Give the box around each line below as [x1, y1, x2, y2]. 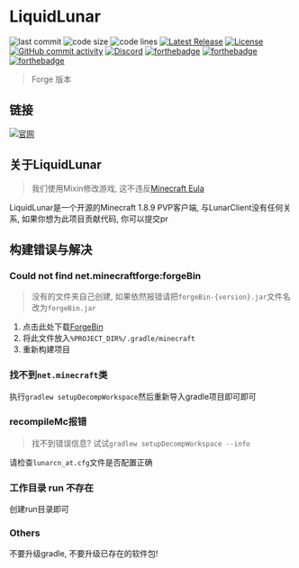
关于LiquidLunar [9, 158, 102, 173]
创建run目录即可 [9, 504, 69, 515]
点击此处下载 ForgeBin [22, 321, 104, 332]
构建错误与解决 [9, 241, 93, 257]
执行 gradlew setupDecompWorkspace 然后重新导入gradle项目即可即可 [9, 391, 257, 401]
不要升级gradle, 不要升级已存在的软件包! [9, 548, 159, 559]
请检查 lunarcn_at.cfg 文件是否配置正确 [9, 456, 153, 467]
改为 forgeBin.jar [31, 302, 96, 313]
